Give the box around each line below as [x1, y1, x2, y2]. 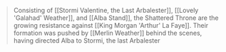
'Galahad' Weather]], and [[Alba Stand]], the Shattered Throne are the [13, 14, 219, 22]
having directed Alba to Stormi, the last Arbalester [13, 36, 160, 45]
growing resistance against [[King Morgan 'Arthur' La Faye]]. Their [13, 21, 209, 29]
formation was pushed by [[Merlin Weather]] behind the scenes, [13, 28, 202, 37]
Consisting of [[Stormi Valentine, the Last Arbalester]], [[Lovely [13, 6, 199, 14]
